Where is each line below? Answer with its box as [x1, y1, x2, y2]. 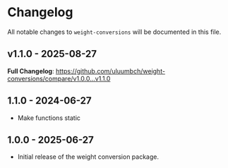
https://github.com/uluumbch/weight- [55, 66, 166, 75]
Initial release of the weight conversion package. [17, 152, 159, 161]
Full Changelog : [7, 66, 54, 75]
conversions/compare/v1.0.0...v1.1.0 [7, 74, 111, 83]
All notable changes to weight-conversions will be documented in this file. [7, 28, 222, 36]
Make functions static [17, 114, 81, 122]
